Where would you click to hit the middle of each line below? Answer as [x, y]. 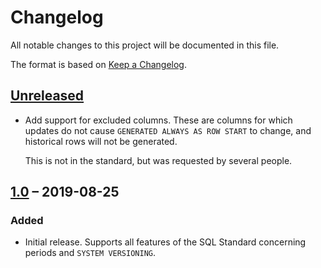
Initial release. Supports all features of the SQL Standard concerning [165, 242]
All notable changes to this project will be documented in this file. [145, 45]
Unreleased [47, 96]
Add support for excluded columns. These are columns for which [158, 120]
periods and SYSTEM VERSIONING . [90, 253]
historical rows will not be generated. [101, 141]
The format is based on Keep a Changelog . [98, 64]
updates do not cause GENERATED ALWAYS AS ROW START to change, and [168, 130]
